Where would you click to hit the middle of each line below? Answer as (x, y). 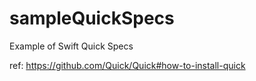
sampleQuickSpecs (92, 18)
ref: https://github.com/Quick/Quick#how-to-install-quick (127, 65)
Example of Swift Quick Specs (71, 46)
